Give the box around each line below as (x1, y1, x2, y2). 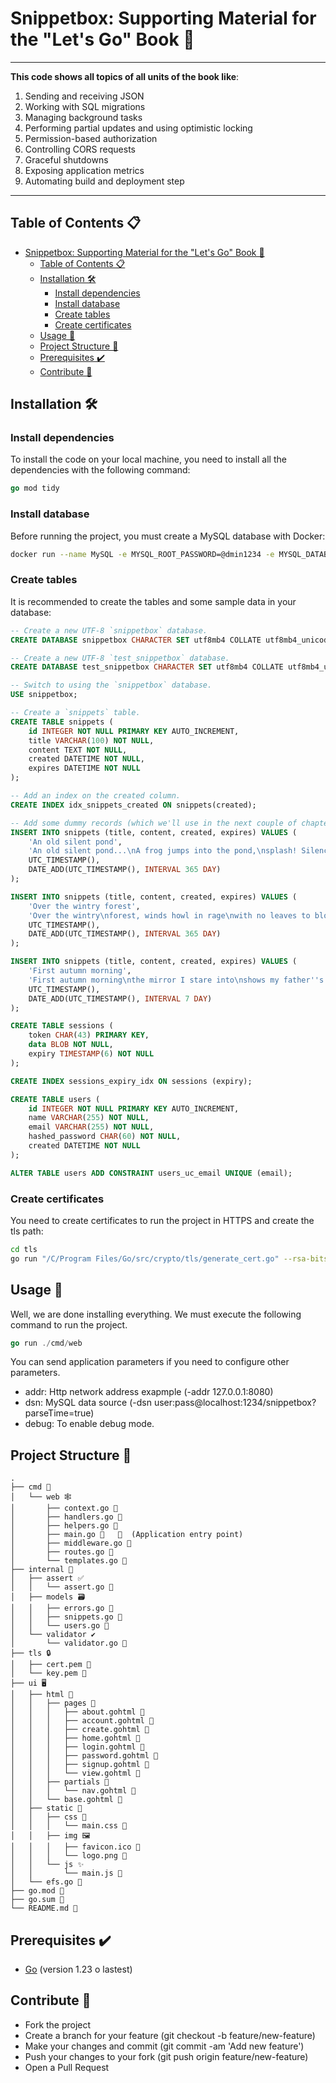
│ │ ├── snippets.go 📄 (10, 1612, 123, 1622)
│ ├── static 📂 (10, 1803, 83, 1814)
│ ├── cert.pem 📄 (10, 1660, 92, 1670)
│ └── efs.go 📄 (10, 1877, 83, 1887)
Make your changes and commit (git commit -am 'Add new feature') (24, 2040, 305, 2052)
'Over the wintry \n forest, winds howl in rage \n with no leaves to (28, 910, 311, 921)
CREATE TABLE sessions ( (10, 1021, 114, 1031)
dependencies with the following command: (10, 464, 191, 476)
